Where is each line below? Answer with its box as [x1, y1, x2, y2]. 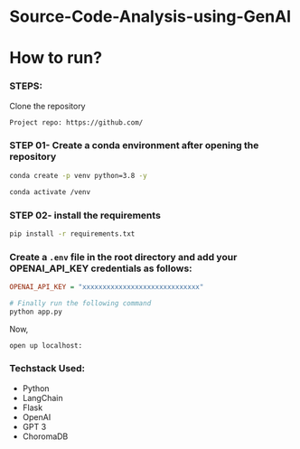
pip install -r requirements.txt [9, 229, 136, 239]
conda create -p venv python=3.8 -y [9, 171, 147, 180]
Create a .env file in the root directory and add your [9, 250, 238, 263]
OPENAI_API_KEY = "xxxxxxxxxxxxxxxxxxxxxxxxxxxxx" [9, 283, 204, 292]
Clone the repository [9, 100, 86, 111]
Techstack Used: [9, 362, 86, 375]
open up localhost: [9, 341, 83, 350]
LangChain [22, 392, 63, 403]
